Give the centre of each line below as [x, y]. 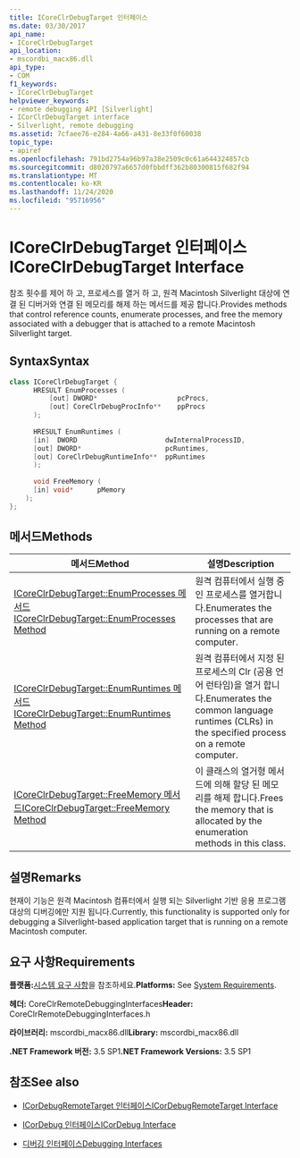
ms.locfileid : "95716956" [57, 201]
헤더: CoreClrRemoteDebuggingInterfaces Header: [101, 1004]
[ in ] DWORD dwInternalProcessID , [139, 440]
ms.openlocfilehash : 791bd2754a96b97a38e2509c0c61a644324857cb [129, 159]
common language [234, 710]
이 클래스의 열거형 [230, 772]
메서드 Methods [51, 537]
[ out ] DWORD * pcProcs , [129, 399]
